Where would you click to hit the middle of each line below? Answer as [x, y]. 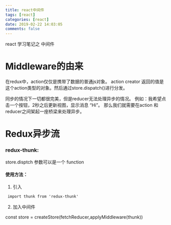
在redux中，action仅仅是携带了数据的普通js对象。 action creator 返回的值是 [85, 81]
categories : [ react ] [27, 19]
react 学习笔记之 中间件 [30, 44]
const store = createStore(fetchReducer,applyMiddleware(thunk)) [74, 217]
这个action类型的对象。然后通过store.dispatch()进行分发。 [66, 88]
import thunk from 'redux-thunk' [43, 196]
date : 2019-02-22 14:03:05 [34, 24]
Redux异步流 [33, 134]
